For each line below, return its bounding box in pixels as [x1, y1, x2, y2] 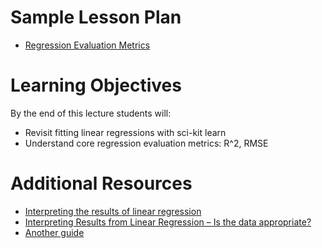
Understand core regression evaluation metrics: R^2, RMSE [24, 137, 269, 149]
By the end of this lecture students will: [10, 107, 172, 119]
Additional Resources [10, 172, 193, 195]
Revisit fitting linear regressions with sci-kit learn [24, 126, 227, 138]
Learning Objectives [10, 74, 182, 97]
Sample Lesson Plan [10, 6, 182, 29]
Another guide [24, 226, 85, 238]
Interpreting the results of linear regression [24, 205, 202, 217]
